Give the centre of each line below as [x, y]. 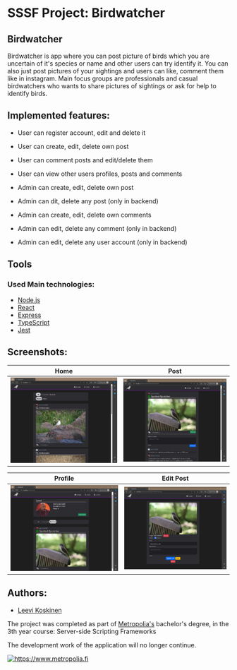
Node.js [29, 300]
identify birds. [28, 94]
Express [29, 315]
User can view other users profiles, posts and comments [100, 174]
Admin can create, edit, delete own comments [84, 215]
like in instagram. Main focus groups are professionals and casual [103, 78]
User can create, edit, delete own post [73, 146]
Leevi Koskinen [39, 610]
